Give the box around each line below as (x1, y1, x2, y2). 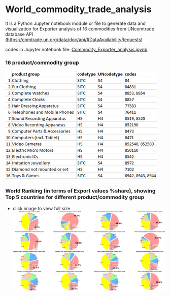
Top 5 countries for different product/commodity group (5, 194, 145, 201)
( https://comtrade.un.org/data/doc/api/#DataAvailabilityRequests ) (5, 37, 143, 43)
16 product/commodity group (5, 59, 80, 66)
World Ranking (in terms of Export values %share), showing (5, 187, 156, 194)
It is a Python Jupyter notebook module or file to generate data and (5, 20, 146, 26)
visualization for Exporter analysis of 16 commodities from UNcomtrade (5, 25, 155, 31)
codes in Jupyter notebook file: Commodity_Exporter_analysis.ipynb (5, 46, 148, 52)
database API (5, 31, 33, 37)
